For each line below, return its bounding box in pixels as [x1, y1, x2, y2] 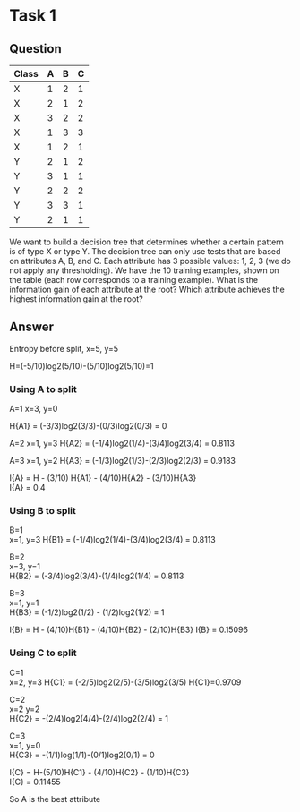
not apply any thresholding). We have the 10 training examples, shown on [9, 265, 279, 276]
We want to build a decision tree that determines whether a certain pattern [9, 236, 285, 247]
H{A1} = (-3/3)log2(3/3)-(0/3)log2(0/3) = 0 [9, 421, 167, 432]
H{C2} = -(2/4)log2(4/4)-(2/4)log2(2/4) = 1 [9, 713, 168, 723]
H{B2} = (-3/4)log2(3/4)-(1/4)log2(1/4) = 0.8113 [9, 570, 184, 582]
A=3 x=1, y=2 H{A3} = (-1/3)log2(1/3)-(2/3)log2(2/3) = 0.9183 [9, 456, 236, 466]
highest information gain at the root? [9, 294, 143, 304]
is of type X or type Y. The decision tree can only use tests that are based [9, 246, 281, 256]
